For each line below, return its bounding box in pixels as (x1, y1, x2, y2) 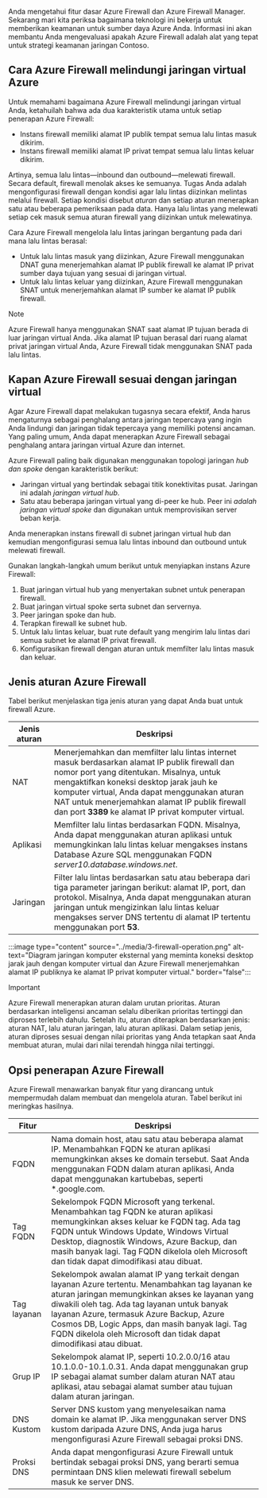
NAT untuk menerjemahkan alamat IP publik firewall (53, 796, 246, 807)
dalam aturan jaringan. (51, 1391, 135, 1402)
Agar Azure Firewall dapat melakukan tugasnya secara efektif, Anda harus (8, 406, 251, 416)
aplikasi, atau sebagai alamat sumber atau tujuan (51, 1381, 233, 1392)
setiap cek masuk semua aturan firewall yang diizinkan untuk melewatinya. (8, 212, 253, 222)
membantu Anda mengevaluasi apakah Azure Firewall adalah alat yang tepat (8, 32, 258, 41)
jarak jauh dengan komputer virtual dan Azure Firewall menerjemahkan (8, 959, 240, 969)
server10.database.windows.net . (53, 859, 178, 870)
